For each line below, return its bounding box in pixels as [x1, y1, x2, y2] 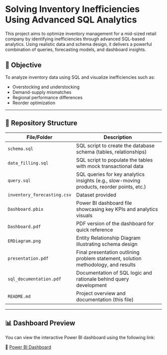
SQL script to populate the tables [76, 156, 153, 163]
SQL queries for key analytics [76, 171, 145, 177]
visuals [76, 212, 93, 219]
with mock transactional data [76, 163, 144, 170]
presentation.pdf [7, 255, 49, 261]
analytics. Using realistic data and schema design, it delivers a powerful [5, 41, 152, 47]
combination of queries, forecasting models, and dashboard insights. [5, 46, 147, 52]
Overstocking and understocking [12, 84, 80, 90]
